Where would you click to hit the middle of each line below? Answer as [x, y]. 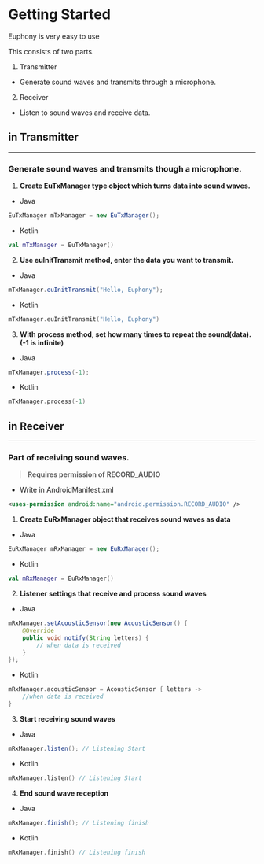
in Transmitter [43, 137]
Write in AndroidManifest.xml [66, 490]
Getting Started [60, 15]
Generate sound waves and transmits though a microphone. [125, 168]
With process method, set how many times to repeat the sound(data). [135, 334]
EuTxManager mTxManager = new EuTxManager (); [84, 216]
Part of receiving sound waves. [69, 458]
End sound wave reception [64, 793]
